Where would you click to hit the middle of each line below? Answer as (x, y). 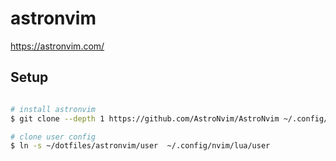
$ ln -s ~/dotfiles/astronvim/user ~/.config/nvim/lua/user (140, 146)
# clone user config (53, 137)
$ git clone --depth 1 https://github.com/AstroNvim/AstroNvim (145, 118)
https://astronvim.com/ (57, 46)
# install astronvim (53, 109)
